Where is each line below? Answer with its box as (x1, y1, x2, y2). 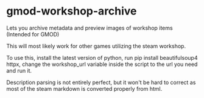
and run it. (6, 67, 32, 74)
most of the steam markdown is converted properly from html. (6, 85, 163, 92)
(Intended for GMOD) (6, 30, 60, 38)
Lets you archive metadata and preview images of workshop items (6, 24, 173, 31)
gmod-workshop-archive (6, 4, 137, 18)
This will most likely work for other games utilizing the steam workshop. (6, 42, 186, 50)
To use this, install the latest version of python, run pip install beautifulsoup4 (6, 54, 198, 61)
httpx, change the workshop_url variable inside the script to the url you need (6, 60, 198, 68)
